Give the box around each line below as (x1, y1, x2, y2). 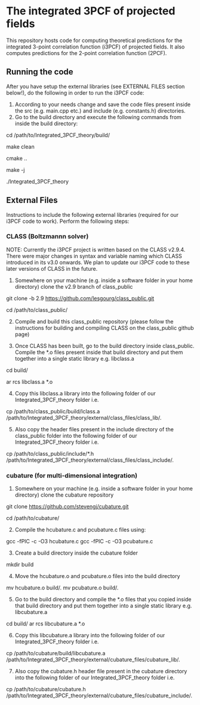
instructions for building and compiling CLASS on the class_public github (14, 324, 194, 331)
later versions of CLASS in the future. (6, 265, 98, 272)
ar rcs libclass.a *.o (6, 378, 53, 385)
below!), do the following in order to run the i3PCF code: (6, 89, 144, 96)
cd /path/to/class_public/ (6, 306, 68, 313)
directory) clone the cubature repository (14, 491, 114, 498)
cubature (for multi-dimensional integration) (6, 471, 138, 480)
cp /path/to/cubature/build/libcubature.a (6, 650, 106, 657)
